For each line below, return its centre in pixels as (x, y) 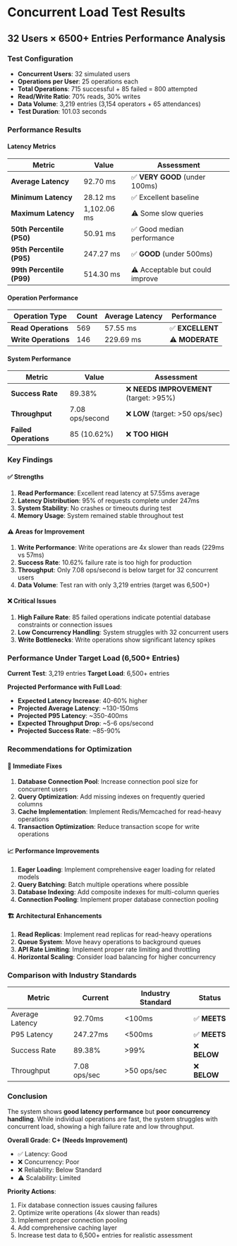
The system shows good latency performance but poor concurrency (109, 1112)
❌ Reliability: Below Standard (60, 1170)
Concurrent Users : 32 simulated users (74, 74)
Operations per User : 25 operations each (78, 81)
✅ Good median (157, 229)
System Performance (39, 358)
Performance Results (44, 129)
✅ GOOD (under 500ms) (172, 254)
